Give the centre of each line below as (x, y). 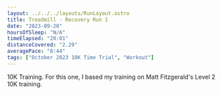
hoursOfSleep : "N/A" (37, 32)
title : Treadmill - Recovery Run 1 (58, 20)
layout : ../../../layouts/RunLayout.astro (68, 13)
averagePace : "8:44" (37, 52)
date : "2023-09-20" (35, 26)
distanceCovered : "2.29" (42, 45)
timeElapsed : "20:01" (38, 39)
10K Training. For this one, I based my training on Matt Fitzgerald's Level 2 (111, 77)
